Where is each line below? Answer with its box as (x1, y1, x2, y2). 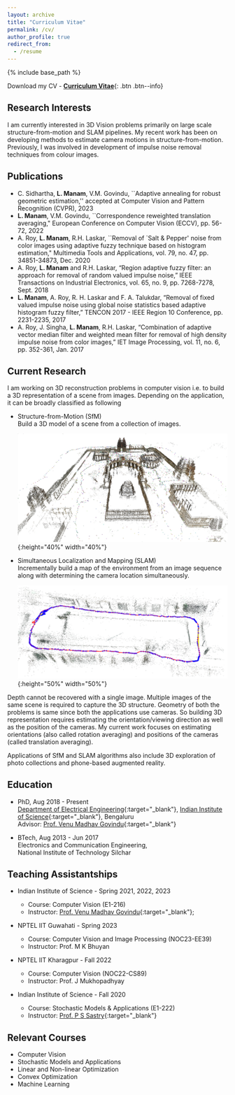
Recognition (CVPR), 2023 (17, 203, 94, 213)
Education (7, 779, 53, 791)
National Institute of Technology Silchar (17, 848, 131, 857)
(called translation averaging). (7, 738, 94, 746)
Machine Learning (17, 1080, 70, 1089)
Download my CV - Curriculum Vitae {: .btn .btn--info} (7, 82, 164, 90)
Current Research (7, 366, 86, 378)
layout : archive (7, 11, 55, 18)
